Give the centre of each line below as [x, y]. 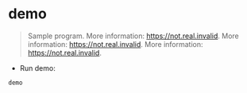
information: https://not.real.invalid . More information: [116, 44]
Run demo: [37, 68]
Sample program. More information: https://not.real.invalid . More [133, 36]
